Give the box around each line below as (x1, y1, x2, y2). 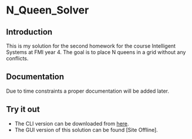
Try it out (6, 104, 40, 114)
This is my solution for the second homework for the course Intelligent (6, 42, 176, 49)
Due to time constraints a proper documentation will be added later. (6, 87, 169, 94)
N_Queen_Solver (6, 4, 89, 17)
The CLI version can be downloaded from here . (14, 120, 129, 127)
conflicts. (6, 55, 29, 62)
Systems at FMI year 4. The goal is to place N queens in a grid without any (6, 49, 186, 56)
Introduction (6, 27, 53, 37)
